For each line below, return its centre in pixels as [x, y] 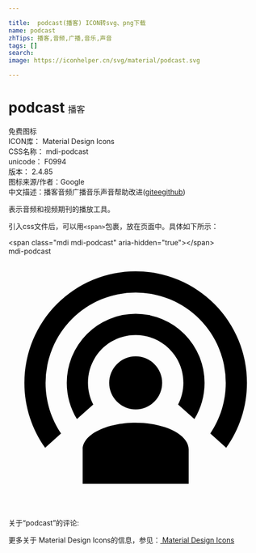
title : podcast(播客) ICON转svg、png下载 [77, 23]
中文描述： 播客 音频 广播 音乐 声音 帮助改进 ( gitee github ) [97, 192]
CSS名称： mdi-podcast [48, 151]
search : [21, 53]
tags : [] [23, 45]
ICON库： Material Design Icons [61, 141]
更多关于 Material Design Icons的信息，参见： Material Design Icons [122, 540]
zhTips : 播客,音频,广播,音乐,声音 [60, 38]
